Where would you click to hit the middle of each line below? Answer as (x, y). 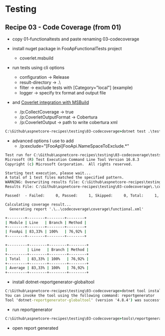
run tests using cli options (38, 68)
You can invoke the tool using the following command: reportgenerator (80, 296)
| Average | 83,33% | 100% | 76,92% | (47, 268)
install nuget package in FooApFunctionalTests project (67, 48)
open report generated (35, 328)
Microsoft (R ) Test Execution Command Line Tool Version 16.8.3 (72, 159)
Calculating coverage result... (38, 204)
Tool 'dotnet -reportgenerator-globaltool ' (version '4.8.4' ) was (73, 300)
